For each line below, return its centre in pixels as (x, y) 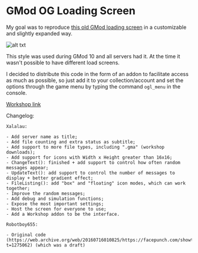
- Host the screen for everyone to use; (57, 209)
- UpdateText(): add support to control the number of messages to (91, 173)
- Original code (26, 235)
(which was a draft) (60, 245)
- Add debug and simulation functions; (55, 199)
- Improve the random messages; (46, 193)
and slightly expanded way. (39, 33)
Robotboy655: (22, 224)
